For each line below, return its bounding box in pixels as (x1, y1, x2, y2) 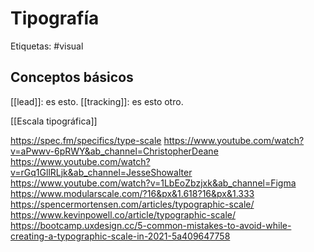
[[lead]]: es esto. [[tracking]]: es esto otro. (10, 95, 184, 107)
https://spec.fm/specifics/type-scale (10, 134, 162, 146)
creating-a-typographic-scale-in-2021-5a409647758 (10, 230, 231, 242)
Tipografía (10, 7, 100, 30)
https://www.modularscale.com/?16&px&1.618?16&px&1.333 (10, 187, 255, 199)
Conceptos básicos (10, 69, 134, 86)
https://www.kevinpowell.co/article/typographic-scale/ (10, 208, 237, 221)
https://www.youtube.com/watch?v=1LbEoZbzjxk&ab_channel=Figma (10, 177, 297, 189)
